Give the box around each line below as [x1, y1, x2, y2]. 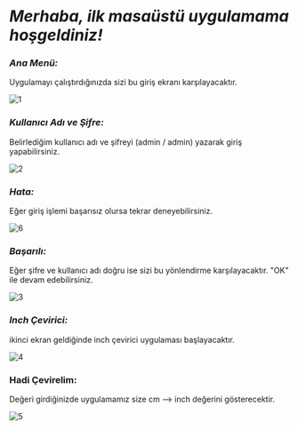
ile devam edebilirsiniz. [9, 275, 93, 285]
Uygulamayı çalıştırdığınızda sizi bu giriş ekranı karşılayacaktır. [9, 77, 238, 88]
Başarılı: [9, 245, 47, 257]
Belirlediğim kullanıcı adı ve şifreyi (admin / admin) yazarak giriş [9, 136, 243, 147]
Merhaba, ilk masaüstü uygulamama [9, 6, 289, 27]
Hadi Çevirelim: [9, 373, 77, 386]
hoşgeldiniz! [9, 25, 103, 45]
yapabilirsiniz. [9, 146, 60, 156]
